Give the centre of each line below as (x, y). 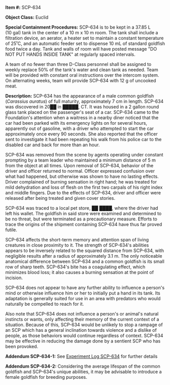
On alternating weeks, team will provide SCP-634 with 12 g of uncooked (81, 81)
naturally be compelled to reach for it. (45, 304)
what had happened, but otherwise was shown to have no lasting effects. (82, 176)
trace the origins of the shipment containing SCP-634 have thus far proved (84, 224)
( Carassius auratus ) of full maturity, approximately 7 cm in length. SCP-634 (84, 101)
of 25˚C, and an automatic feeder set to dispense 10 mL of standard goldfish (85, 43)
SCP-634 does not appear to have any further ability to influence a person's (85, 288)
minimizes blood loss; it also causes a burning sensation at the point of (80, 272)
